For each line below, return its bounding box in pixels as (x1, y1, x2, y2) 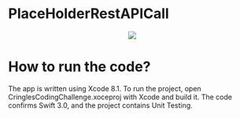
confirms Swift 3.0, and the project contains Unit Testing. (8, 100, 193, 110)
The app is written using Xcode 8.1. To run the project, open (8, 83, 202, 93)
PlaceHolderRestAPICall (8, 5, 169, 23)
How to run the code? (8, 58, 151, 76)
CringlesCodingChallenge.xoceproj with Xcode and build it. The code (8, 92, 232, 101)
